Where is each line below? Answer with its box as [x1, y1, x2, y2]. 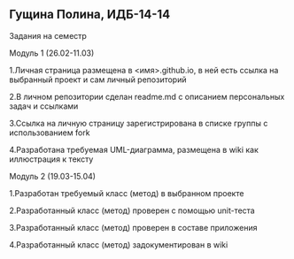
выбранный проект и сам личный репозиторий [9, 74, 187, 85]
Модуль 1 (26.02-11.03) [9, 48, 95, 58]
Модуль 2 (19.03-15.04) [9, 171, 96, 181]
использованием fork [9, 127, 90, 138]
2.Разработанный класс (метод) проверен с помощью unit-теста [9, 205, 255, 216]
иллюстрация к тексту [9, 154, 94, 164]
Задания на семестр [9, 30, 87, 41]
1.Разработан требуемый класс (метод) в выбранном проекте [9, 187, 244, 198]
